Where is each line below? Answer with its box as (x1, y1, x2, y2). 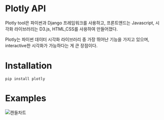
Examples (5, 93, 46, 104)
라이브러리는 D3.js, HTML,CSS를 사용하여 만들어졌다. (14, 26, 118, 32)
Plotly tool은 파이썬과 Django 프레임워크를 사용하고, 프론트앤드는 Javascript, (5, 20, 155, 26)
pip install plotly (5, 76, 45, 81)
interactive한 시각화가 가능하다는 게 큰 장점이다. (5, 42, 98, 48)
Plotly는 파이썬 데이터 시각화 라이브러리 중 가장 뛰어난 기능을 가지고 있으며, (5, 36, 150, 42)
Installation (5, 60, 52, 71)
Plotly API (5, 3, 46, 14)
